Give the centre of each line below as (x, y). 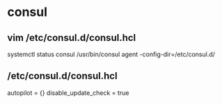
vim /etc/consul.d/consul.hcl (72, 38)
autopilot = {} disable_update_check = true (68, 93)
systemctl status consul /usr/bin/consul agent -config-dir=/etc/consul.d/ (111, 54)
